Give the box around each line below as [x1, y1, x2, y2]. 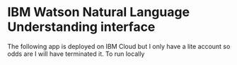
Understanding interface [7, 19, 156, 35]
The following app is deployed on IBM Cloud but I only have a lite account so [7, 42, 231, 50]
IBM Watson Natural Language [7, 4, 190, 20]
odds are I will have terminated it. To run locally [7, 50, 145, 58]
